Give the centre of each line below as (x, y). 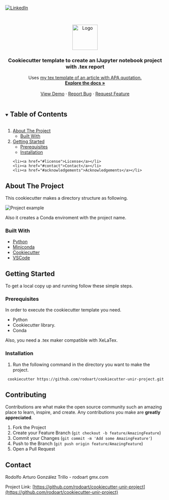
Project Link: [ (20, 487)
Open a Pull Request (34, 449)
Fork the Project (29, 428)
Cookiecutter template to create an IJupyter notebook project (85, 60)
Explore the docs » (85, 83)
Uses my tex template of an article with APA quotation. (85, 78)
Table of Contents (38, 114)
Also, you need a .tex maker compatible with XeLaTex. (61, 340)
